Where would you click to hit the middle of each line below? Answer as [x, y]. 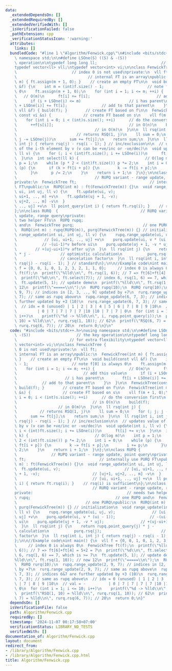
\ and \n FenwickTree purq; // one [86, 225]
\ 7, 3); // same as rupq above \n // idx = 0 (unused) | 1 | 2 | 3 [89, 579]
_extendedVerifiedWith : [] [39, 24]
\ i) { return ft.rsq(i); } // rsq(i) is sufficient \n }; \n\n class [90, 483]
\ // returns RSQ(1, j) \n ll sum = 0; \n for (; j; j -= [92, 412]
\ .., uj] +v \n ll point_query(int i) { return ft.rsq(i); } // [89, 206]
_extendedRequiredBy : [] [36, 20]
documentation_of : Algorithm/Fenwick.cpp [50, 636]
